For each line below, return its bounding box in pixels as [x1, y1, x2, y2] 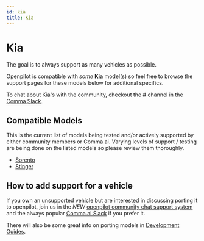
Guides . [6, 228, 26, 236]
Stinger [15, 163, 34, 170]
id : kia [6, 9, 26, 15]
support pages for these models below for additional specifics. [6, 79, 164, 87]
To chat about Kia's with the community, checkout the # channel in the [6, 91, 184, 98]
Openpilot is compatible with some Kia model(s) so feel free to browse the [6, 73, 193, 80]
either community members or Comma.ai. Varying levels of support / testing [6, 138, 197, 145]
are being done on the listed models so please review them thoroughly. [6, 145, 185, 152]
